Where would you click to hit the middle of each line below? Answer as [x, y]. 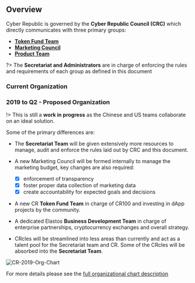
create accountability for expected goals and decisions [89, 192]
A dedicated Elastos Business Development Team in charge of [90, 221]
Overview [24, 10]
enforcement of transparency [59, 179]
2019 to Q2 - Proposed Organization [58, 102]
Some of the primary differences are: [51, 132]
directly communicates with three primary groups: [66, 30]
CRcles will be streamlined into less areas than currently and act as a [97, 239]
